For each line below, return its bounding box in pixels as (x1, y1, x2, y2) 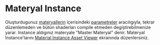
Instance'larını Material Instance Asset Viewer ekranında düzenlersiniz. (5, 35, 149, 41)
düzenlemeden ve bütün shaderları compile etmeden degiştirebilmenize (5, 24, 151, 30)
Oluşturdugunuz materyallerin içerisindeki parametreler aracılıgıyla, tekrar (5, 19, 155, 25)
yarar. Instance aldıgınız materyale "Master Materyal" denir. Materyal (5, 29, 145, 35)
